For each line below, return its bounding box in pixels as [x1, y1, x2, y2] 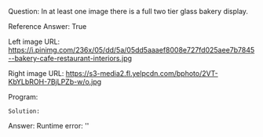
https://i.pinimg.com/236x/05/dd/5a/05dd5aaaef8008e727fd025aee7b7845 [8, 45, 255, 54]
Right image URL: [8, 69, 64, 78]
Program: [8, 92, 38, 101]
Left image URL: [8, 37, 60, 46]
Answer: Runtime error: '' [8, 121, 89, 130]
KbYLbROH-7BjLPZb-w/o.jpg [8, 78, 102, 86]
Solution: [8, 107, 41, 115]
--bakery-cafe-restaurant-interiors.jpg [8, 54, 132, 63]
